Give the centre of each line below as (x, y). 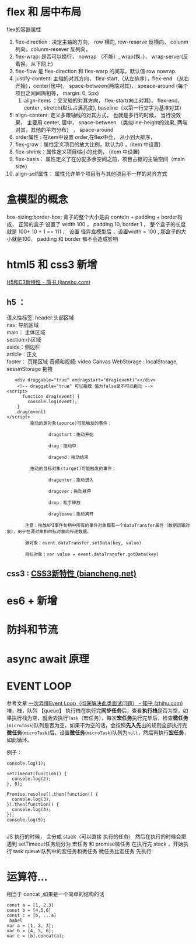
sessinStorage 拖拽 (30, 369)
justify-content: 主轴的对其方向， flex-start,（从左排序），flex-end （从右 (102, 78)
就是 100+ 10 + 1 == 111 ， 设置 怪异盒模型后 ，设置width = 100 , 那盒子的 (94, 231)
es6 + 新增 (32, 601)
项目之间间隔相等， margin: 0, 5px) (57, 93)
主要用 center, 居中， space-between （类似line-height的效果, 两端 (107, 122)
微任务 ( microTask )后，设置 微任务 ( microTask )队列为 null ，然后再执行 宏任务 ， (98, 732)
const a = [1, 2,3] (30, 905)
